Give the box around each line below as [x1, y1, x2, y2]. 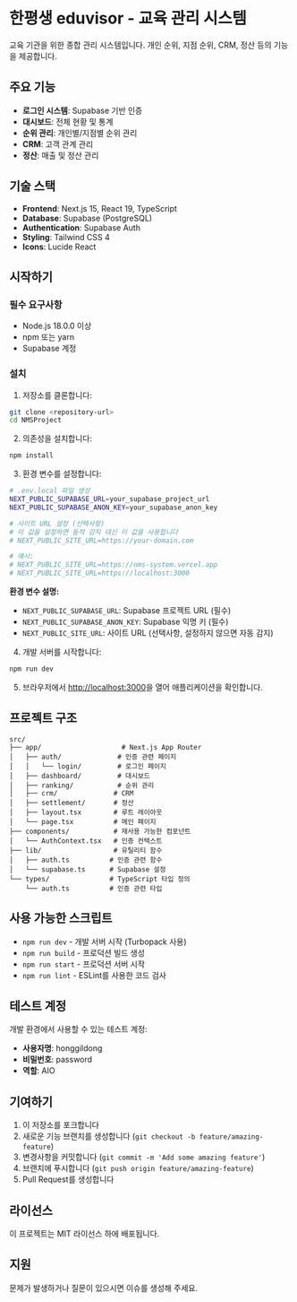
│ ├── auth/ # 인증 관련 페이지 [9, 752, 177, 761]
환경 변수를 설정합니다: [21, 468, 102, 480]
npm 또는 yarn [21, 332, 74, 343]
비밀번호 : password [21, 1055, 92, 1065]
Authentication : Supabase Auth [21, 221, 141, 233]
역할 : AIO [21, 1065, 55, 1076]
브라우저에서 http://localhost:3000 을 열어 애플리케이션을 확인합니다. [21, 681, 264, 692]
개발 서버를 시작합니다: [21, 647, 102, 657]
